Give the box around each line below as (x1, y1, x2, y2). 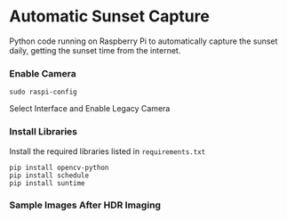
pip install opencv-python (9, 163, 109, 172)
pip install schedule (9, 171, 90, 180)
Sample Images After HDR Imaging (9, 199, 162, 211)
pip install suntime (9, 178, 86, 188)
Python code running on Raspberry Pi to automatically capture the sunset (9, 36, 278, 46)
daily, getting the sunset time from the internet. (9, 45, 181, 55)
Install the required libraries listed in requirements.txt (9, 145, 206, 157)
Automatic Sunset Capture (9, 6, 211, 27)
